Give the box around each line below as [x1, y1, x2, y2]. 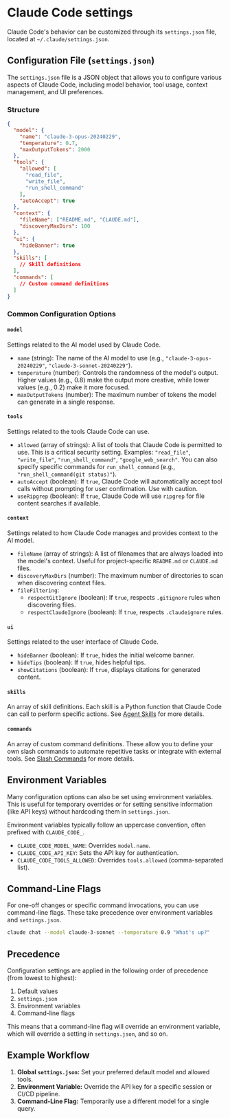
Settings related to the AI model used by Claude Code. [7, 340, 161, 349]
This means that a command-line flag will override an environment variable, [7, 1023, 221, 1030]
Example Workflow [7, 1050, 90, 1061]
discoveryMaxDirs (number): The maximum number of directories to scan [16, 572, 224, 580]
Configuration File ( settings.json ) [7, 55, 155, 67]
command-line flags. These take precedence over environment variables [7, 909, 213, 917]
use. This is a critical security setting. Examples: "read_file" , [16, 448, 191, 456]
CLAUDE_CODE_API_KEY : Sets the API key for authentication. [16, 848, 179, 857]
